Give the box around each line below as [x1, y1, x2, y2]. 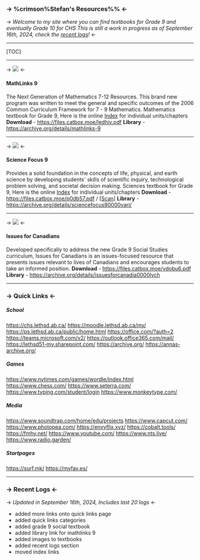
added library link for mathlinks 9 [14, 530, 96, 536]
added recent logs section [14, 542, 79, 549]
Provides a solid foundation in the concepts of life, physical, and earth [6, 169, 177, 177]
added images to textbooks [14, 536, 82, 543]
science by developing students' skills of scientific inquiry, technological [6, 175, 184, 183]
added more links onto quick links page [14, 511, 112, 517]
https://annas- [145, 341, 180, 348]
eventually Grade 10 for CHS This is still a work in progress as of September [6, 24, 193, 32]
